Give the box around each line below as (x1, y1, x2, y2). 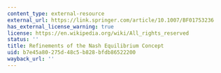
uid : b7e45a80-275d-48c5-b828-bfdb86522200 (7, 49, 136, 56)
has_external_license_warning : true (7, 23, 114, 30)
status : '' (7, 36, 39, 43)
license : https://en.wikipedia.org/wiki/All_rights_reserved (7, 29, 190, 37)
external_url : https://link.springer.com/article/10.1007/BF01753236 (7, 17, 215, 24)
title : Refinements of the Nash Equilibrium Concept (7, 42, 164, 49)
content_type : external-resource (7, 10, 105, 17)
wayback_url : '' (7, 56, 55, 63)
